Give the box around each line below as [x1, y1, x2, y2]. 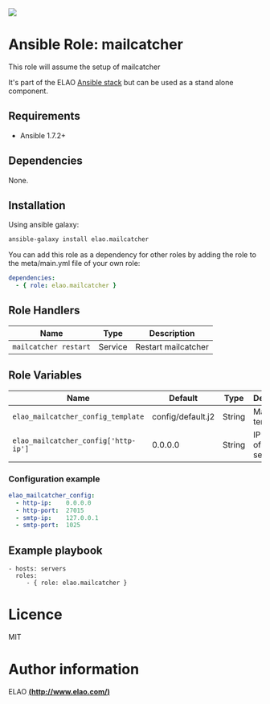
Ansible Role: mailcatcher [8, 35, 183, 54]
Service [98, 341, 128, 352]
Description [149, 327, 195, 338]
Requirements [8, 109, 80, 123]
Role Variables [8, 369, 82, 383]
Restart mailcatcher [135, 341, 209, 352]
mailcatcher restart [12, 342, 91, 351]
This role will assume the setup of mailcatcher [8, 62, 161, 72]
